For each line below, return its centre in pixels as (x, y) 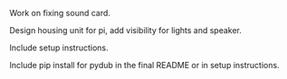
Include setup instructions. (59, 48)
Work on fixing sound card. (60, 13)
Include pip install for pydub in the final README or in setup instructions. (144, 65)
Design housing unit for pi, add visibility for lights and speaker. (126, 30)
